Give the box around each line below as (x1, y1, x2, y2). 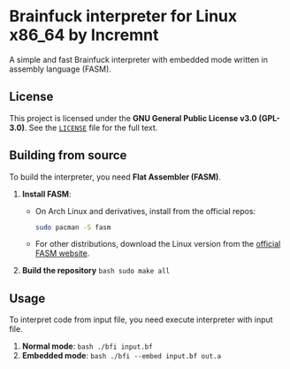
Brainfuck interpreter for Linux (9, 6, 238, 27)
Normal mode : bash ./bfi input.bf (21, 341, 153, 351)
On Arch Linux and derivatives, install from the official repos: (34, 205, 256, 216)
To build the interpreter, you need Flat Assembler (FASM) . (9, 171, 221, 182)
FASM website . (34, 248, 90, 258)
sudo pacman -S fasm (34, 223, 111, 232)
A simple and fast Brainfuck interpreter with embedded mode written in (9, 54, 268, 65)
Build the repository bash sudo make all (21, 265, 171, 276)
